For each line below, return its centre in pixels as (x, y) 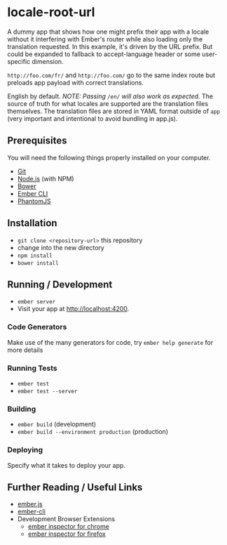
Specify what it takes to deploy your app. (67, 465)
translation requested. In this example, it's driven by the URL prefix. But (110, 46)
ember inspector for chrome (69, 527)
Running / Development (60, 284)
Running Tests (32, 368)
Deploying (25, 450)
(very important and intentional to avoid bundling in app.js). (92, 118)
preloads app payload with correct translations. (75, 82)
